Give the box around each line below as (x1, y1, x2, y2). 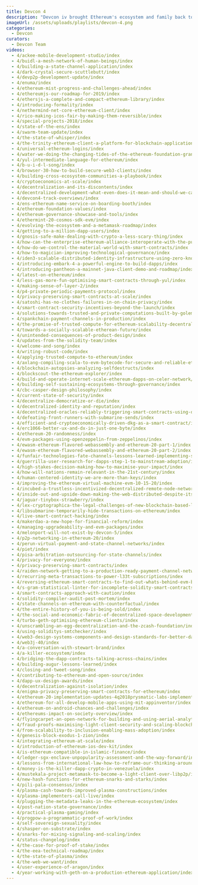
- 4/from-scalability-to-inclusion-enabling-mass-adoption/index (11, 727, 176, 733)
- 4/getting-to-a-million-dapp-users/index (11, 228, 120, 234)
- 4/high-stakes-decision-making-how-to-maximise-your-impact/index (11, 464, 183, 470)
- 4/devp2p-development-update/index (11, 74, 104, 80)
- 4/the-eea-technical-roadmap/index (11, 848, 104, 854)
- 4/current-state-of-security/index (11, 393, 104, 399)
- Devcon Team (11, 42, 46, 48)
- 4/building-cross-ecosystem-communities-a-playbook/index (11, 173, 162, 179)
